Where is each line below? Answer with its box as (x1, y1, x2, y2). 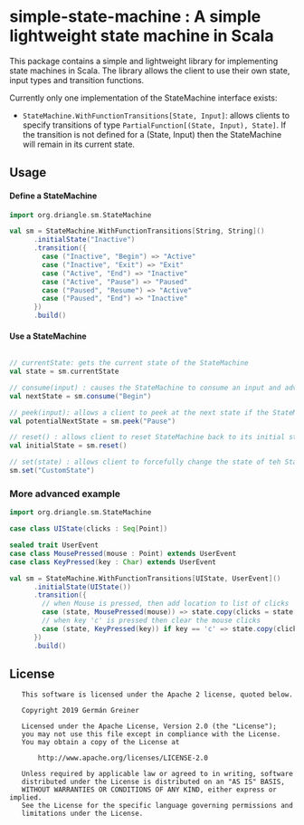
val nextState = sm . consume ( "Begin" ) (9, 391, 152, 400)
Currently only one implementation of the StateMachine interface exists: (9, 92, 278, 103)
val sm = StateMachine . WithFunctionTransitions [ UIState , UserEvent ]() (9, 573, 281, 583)
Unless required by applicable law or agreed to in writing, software (21, 770, 294, 779)
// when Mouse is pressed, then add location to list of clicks (42, 600, 290, 609)
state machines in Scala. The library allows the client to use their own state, (9, 65, 290, 76)
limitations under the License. (21, 809, 144, 819)
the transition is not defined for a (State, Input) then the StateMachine (22, 129, 282, 139)
